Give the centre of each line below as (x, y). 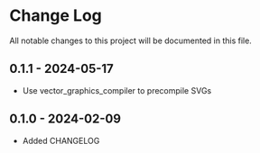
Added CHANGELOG (61, 140)
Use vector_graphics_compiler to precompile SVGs (117, 90)
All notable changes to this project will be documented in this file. (131, 40)
